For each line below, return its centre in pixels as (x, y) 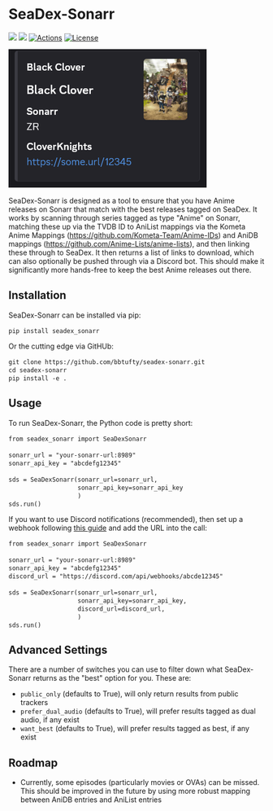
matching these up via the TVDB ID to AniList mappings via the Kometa (127, 226)
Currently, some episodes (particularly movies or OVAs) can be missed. (140, 783)
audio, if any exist (50, 720)
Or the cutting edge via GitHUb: (61, 346)
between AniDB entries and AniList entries (91, 800)
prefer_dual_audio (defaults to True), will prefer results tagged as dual (138, 711)
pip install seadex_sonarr (54, 331)
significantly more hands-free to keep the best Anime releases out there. (130, 270)
